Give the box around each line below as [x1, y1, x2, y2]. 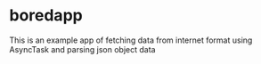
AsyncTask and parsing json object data [9, 44, 156, 54]
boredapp [9, 5, 83, 26]
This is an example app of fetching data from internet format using [9, 35, 253, 45]
